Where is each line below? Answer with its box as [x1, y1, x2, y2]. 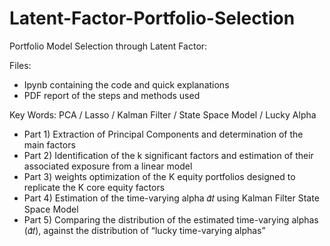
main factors [23, 138, 76, 151]
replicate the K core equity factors [23, 181, 166, 193]
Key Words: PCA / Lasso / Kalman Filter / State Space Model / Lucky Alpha [9, 108, 317, 121]
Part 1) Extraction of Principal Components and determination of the [23, 128, 304, 140]
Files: [9, 59, 32, 71]
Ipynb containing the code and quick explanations [23, 78, 230, 91]
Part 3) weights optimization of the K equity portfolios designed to [23, 170, 296, 182]
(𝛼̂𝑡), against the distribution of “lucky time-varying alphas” [23, 224, 266, 236]
